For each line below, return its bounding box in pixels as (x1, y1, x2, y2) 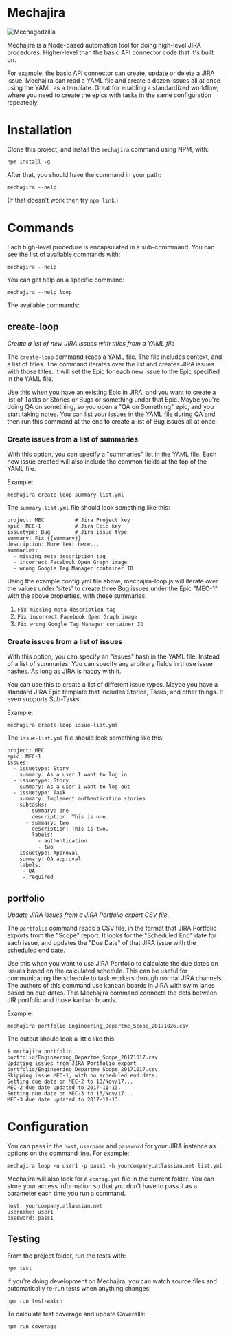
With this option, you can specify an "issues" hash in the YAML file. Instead (7, 652, 220, 661)
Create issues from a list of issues (7, 636, 123, 646)
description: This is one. (32, 813, 109, 820)
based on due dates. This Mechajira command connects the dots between (7, 988, 218, 997)
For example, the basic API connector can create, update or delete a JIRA (7, 69, 215, 77)
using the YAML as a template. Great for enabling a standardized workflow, (7, 83, 219, 92)
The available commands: (7, 301, 80, 309)
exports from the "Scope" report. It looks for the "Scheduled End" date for (7, 931, 217, 940)
